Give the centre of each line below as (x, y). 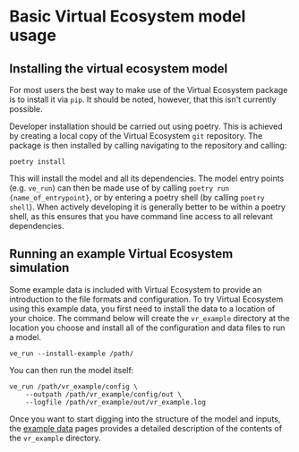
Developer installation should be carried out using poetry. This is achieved (146, 126)
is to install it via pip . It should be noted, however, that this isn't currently (143, 99)
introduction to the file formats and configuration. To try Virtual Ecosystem (146, 299)
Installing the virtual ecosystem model (119, 68)
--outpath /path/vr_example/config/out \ (103, 394)
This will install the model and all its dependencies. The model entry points (147, 178)
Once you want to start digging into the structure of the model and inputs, (145, 419)
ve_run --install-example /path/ (72, 354)
